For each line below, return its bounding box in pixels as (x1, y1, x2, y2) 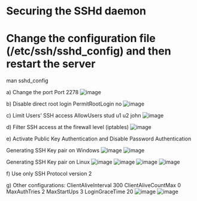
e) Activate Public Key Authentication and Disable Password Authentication (6, 135, 192, 142)
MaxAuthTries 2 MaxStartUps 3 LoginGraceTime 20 (6, 188, 134, 196)
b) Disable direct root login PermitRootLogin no (6, 100, 122, 107)
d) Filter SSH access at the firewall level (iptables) (6, 124, 129, 131)
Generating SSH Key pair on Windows (6, 147, 100, 154)
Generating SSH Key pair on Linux (6, 158, 90, 166)
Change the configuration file (6, 32, 156, 46)
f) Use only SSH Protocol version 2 (6, 170, 92, 178)
